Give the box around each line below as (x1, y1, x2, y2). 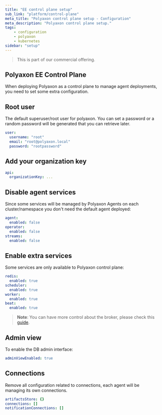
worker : (5, 292, 21, 297)
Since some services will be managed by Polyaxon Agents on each (5, 201, 139, 207)
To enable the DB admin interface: (5, 346, 73, 352)
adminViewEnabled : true (5, 356, 53, 361)
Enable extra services (5, 251, 72, 260)
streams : (5, 234, 23, 239)
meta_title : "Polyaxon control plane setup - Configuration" (5, 16, 131, 21)
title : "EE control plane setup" (5, 7, 73, 12)
